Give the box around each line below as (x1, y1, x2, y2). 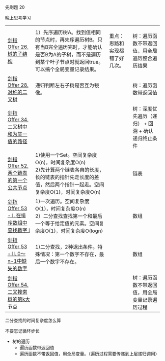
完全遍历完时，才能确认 (48, 44, 103, 50)
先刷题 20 (5, 4, 25, 10)
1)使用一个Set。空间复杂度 (35, 152, 97, 158)
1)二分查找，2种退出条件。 (35, 244, 98, 250)
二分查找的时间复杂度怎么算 (5, 318, 61, 323)
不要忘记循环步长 (5, 328, 40, 334)
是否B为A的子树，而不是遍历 (35, 51, 101, 58)
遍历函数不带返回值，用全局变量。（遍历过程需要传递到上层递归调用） (19, 351, 160, 357)
